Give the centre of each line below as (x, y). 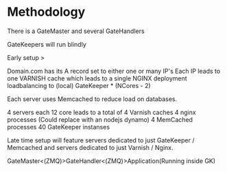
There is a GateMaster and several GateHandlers (76, 31)
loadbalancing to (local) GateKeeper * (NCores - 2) (79, 85)
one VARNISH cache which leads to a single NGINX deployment (97, 78)
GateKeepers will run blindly (47, 44)
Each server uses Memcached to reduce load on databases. (92, 99)
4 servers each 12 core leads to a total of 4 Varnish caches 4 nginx (102, 112)
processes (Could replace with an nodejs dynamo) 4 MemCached (100, 119)
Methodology (46, 12)
